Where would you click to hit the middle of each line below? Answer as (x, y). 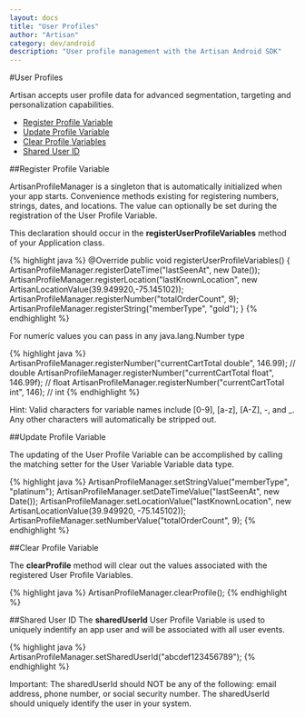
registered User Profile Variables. (71, 575)
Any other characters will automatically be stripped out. (113, 420)
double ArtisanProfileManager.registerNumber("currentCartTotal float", (142, 373)
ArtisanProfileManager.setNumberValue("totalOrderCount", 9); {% (133, 521)
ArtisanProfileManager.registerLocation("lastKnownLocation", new (133, 280)
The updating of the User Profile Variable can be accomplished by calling (146, 454)
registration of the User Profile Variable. (84, 215)
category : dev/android (52, 43)
